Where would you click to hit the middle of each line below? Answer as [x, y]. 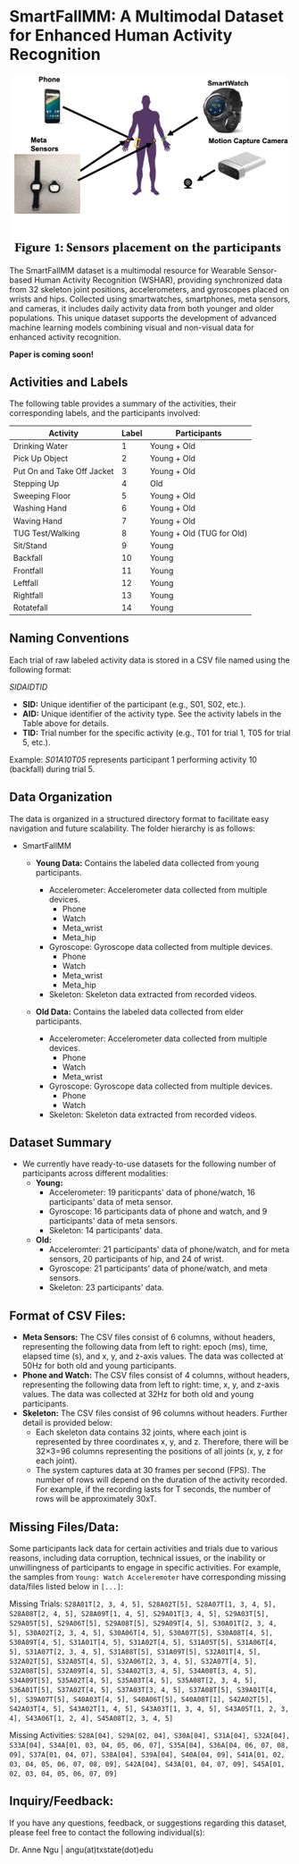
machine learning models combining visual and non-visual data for [132, 327]
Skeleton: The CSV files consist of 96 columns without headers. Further [155, 1413]
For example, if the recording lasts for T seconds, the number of [153, 1489]
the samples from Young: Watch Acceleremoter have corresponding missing [148, 1577]
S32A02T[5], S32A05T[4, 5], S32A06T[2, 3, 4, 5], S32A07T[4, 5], [133, 1662]
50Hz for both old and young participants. [99, 1366]
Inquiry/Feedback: [62, 1801]
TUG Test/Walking [46, 533]
